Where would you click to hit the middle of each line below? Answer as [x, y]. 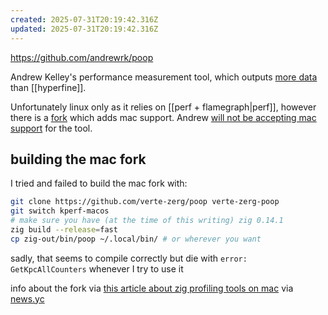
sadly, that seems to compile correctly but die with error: [129, 258]
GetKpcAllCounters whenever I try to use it [97, 268]
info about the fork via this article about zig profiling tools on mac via [152, 288]
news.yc [27, 298]
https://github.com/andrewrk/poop [82, 57]
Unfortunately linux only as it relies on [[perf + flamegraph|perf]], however [163, 107]
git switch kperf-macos [60, 211]
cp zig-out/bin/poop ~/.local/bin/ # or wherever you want [136, 239]
